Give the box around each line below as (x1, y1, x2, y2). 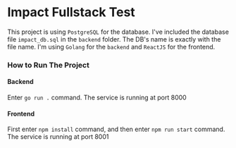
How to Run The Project (7, 60, 89, 70)
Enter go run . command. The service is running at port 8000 (7, 93, 187, 102)
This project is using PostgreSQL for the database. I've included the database (7, 27, 229, 36)
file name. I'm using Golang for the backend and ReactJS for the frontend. (7, 42, 216, 51)
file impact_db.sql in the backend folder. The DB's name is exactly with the (7, 35, 221, 43)
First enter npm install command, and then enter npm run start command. (7, 125, 225, 134)
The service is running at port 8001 (7, 132, 109, 141)
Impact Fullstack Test (7, 4, 135, 20)
